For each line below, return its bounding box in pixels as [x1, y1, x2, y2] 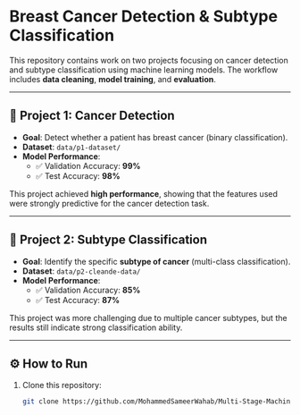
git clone [21, 397, 60, 406]
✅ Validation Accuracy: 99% [35, 160, 141, 171]
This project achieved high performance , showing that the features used [9, 188, 279, 199]
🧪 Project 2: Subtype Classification [9, 233, 208, 248]
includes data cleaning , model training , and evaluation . [9, 73, 216, 84]
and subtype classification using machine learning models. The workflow [9, 64, 279, 75]
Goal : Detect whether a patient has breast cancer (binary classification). [21, 131, 288, 142]
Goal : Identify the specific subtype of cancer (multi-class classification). [21, 256, 291, 267]
